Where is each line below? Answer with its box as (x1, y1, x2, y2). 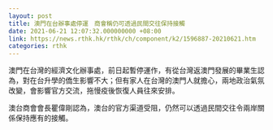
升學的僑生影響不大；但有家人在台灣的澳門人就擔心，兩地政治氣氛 (43, 76, 265, 85)
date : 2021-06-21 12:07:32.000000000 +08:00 (8, 27, 162, 35)
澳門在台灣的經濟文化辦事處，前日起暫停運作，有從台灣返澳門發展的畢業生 (8, 66, 258, 76)
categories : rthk (8, 42, 67, 50)
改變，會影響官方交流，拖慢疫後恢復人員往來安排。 (8, 86, 180, 96)
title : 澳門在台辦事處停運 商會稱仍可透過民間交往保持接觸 (8, 19, 185, 28)
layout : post (8, 11, 53, 20)
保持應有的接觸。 (15, 113, 73, 123)
